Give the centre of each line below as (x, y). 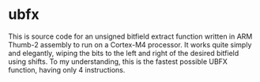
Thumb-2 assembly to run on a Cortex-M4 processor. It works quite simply (130, 44)
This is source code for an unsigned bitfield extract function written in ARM (130, 36)
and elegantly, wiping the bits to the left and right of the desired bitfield (124, 53)
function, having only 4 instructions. (67, 69)
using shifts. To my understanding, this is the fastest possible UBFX (118, 61)
